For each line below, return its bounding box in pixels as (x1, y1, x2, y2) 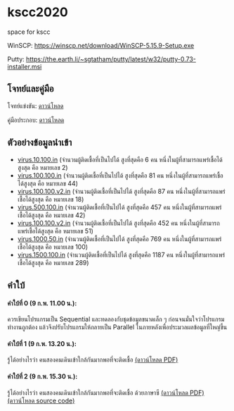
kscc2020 (7, 4, 68, 20)
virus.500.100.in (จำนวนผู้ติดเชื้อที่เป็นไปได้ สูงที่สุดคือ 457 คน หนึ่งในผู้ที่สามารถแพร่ (17, 202, 222, 211)
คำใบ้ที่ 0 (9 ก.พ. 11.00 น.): (7, 299, 77, 307)
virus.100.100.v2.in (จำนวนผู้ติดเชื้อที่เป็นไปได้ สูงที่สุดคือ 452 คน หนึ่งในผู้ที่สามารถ (17, 219, 220, 227)
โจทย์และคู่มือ (7, 82, 54, 95)
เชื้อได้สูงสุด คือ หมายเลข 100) (17, 243, 89, 251)
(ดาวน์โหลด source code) (7, 396, 75, 405)
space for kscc (7, 27, 51, 36)
